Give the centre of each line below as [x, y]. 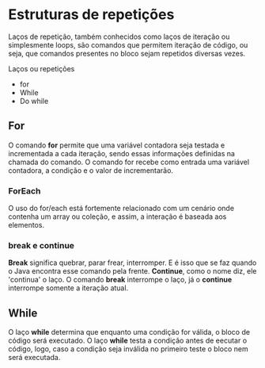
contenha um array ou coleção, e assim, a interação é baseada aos [117, 217]
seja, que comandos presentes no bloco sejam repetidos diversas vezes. [127, 53]
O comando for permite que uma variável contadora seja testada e [117, 145]
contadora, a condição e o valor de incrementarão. [91, 170]
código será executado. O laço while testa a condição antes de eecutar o [128, 341]
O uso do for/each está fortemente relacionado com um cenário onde [121, 209]
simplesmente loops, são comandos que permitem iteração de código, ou [128, 44]
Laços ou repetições [42, 68]
